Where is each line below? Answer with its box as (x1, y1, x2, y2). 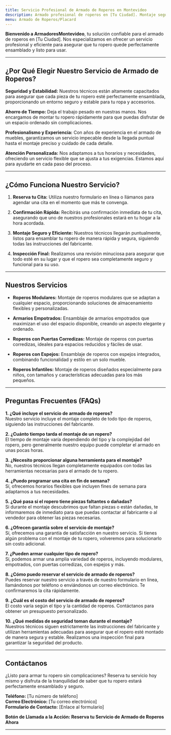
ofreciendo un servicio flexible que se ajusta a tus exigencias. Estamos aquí (5, 156, 164, 162)
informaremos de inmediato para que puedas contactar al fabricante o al (5, 509, 158, 515)
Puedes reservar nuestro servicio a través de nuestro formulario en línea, (5, 576, 159, 583)
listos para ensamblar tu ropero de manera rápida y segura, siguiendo (12, 235, 159, 241)
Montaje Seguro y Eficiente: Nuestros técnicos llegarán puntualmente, (12, 230, 162, 236)
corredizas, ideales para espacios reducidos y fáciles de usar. (12, 341, 142, 347)
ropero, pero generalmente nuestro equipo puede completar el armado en (5, 441, 160, 448)
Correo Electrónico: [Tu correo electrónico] (5, 698, 97, 705)
